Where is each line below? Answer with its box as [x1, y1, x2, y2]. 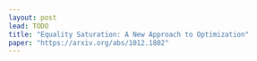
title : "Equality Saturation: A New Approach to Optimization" [8, 30, 250, 39]
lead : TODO [8, 22, 49, 30]
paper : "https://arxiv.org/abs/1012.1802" [8, 38, 169, 48]
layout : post [8, 13, 57, 22]
